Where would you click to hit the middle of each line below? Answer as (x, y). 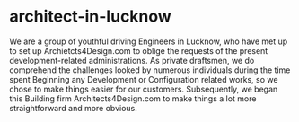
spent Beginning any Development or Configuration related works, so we (144, 79)
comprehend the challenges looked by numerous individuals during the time (150, 70)
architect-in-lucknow (91, 17)
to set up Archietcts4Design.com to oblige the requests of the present (139, 50)
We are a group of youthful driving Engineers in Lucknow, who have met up (149, 41)
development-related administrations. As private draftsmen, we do (132, 60)
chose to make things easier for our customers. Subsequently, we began (144, 89)
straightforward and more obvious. (73, 108)
